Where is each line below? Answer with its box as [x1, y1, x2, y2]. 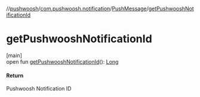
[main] [6, 52, 22, 59]
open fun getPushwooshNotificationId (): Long [6, 58, 119, 65]
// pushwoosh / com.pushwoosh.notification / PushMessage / [6, 5, 149, 12]
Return [6, 71, 24, 79]
